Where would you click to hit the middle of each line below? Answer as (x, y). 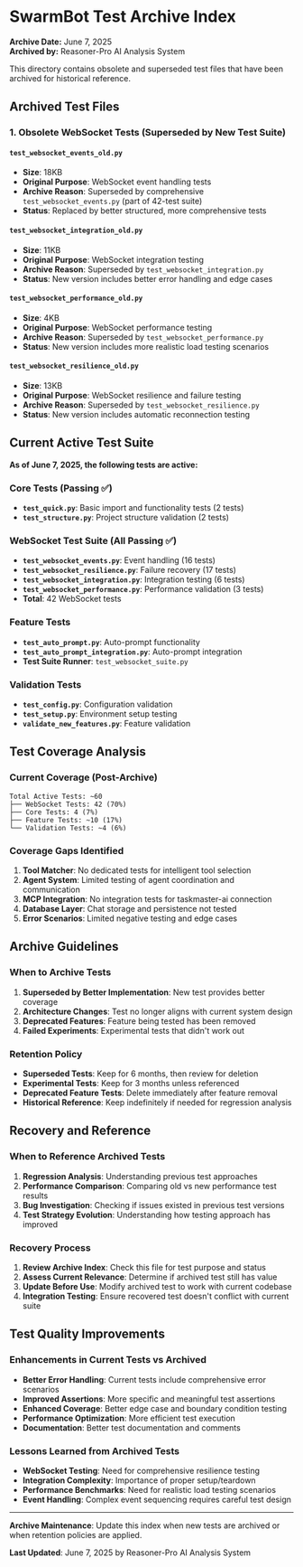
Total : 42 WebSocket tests (72, 599)
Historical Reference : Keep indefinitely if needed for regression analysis (157, 1103)
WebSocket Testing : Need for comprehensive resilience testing (141, 1471)
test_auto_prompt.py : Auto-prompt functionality (111, 642)
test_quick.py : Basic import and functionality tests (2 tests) (133, 508)
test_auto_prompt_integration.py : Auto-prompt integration (132, 652)
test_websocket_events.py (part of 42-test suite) (112, 202)
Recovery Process (50, 1247)
